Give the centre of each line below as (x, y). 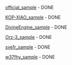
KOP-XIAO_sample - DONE (33, 17)
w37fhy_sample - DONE (30, 57)
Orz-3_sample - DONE (29, 37)
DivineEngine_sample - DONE (36, 27)
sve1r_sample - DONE (28, 47)
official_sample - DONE (30, 7)
